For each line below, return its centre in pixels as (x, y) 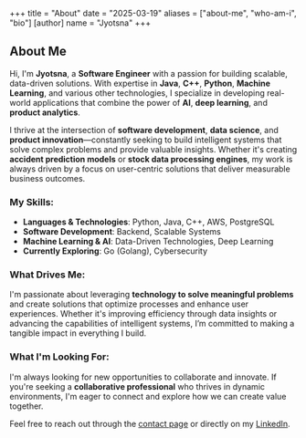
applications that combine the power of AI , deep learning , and (150, 102)
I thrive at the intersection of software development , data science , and (144, 130)
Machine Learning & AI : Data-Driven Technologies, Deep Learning (148, 242)
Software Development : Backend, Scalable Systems (121, 232)
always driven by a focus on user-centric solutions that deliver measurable (150, 169)
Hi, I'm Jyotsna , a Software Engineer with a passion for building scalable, (148, 73)
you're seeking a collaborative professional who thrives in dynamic (137, 386)
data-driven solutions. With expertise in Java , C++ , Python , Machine (140, 83)
